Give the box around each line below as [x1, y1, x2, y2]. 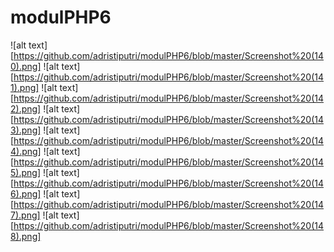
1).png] [10, 81, 40, 93]
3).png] [10, 124, 42, 136]
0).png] [10, 60, 42, 72]
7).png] [10, 209, 41, 221]
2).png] [10, 102, 42, 115]
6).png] [10, 187, 42, 200]
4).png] [10, 145, 42, 157]
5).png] [10, 166, 41, 178]
